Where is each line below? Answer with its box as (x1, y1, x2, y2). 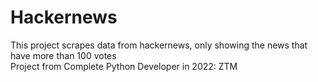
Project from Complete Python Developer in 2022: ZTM (10, 60, 238, 72)
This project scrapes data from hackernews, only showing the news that (10, 39, 308, 51)
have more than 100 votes (10, 49, 117, 61)
